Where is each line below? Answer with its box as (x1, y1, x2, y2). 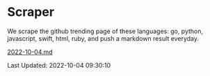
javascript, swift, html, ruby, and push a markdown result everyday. (7, 34, 200, 42)
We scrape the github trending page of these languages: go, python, (7, 27, 204, 35)
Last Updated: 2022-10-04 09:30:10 (7, 61, 111, 69)
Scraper (7, 4, 54, 20)
